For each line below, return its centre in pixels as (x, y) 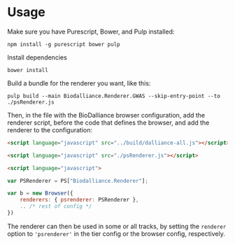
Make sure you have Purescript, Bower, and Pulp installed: (91, 31)
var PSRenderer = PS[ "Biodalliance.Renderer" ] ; (78, 181)
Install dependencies (37, 57)
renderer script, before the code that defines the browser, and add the (108, 122)
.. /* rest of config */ (56, 206)
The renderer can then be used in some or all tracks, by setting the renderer (117, 226)
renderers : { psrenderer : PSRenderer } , (79, 200)
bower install (28, 70)
